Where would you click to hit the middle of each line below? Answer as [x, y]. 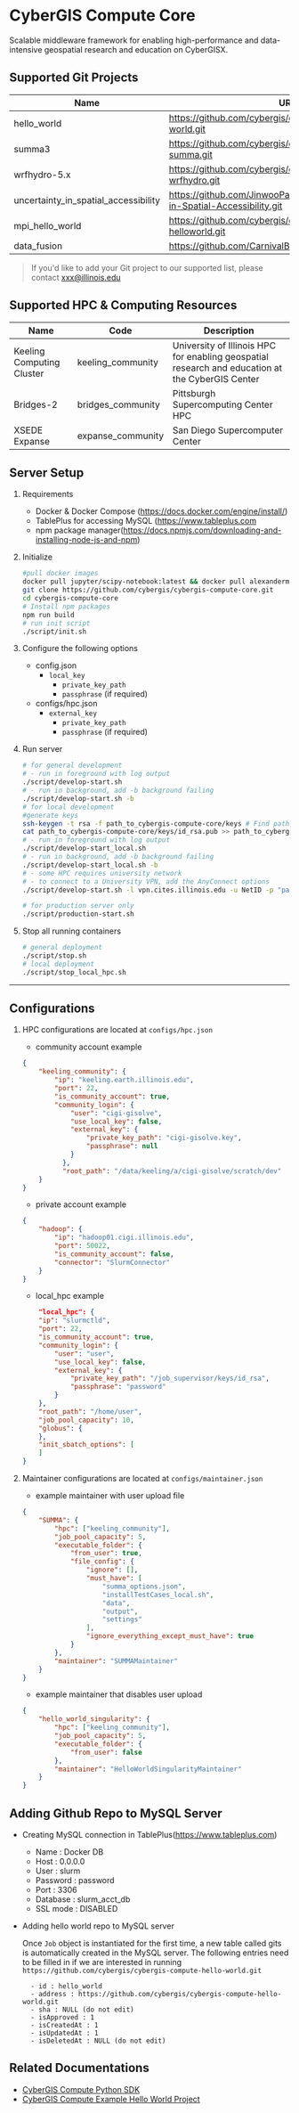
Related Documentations [79, 2068]
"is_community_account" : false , [114, 1254]
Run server [42, 749]
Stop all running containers [72, 931]
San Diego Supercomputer [227, 430]
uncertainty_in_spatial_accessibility [87, 200]
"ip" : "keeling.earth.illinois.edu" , [124, 1080]
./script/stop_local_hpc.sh [74, 972]
